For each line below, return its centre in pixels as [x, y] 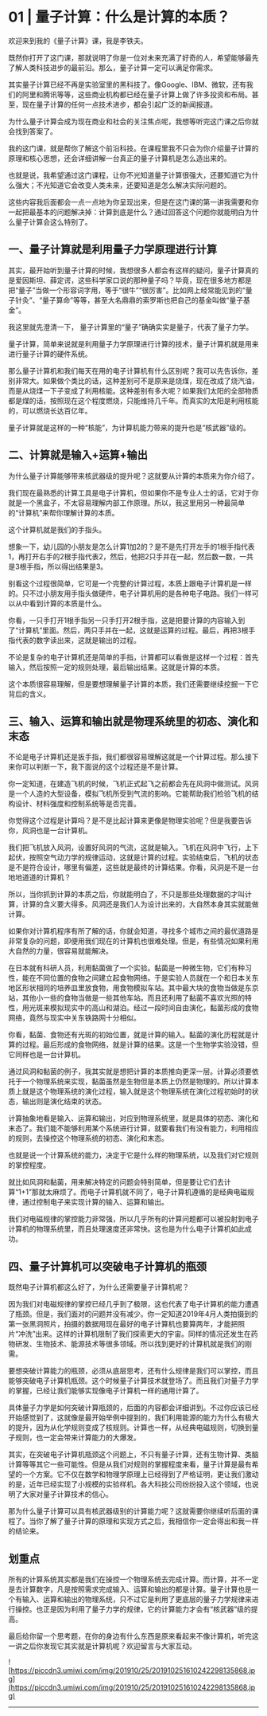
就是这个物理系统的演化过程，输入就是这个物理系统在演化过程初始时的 [137, 1091]
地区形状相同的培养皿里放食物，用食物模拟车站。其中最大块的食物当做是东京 [133, 988]
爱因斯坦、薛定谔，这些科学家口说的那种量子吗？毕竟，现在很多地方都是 [133, 280]
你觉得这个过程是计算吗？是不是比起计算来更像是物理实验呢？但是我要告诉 [130, 821]
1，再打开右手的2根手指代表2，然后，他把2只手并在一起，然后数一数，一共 [131, 556]
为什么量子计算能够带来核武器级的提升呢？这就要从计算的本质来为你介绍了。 [133, 476]
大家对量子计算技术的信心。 [67, 1495]
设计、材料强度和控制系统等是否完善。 [77, 804]
